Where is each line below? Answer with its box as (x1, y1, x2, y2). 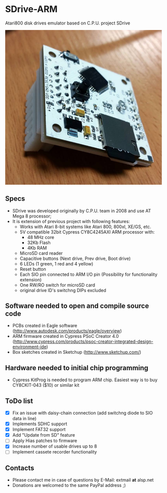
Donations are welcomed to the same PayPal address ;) (12, 483, 126, 489)
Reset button (19, 266, 46, 272)
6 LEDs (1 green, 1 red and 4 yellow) (19, 260, 93, 266)
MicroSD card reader (19, 250, 63, 256)
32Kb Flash (27, 240, 51, 246)
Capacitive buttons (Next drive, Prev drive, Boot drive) (19, 255, 131, 261)
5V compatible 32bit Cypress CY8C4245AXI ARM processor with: (19, 229, 155, 235)
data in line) (12, 416, 37, 422)
